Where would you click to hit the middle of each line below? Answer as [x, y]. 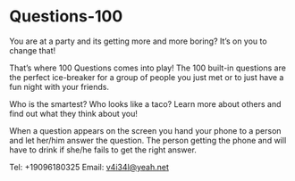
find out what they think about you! [74, 113]
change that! [33, 50]
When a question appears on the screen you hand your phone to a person [145, 130]
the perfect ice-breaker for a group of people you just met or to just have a [147, 77]
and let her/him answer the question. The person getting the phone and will [148, 140]
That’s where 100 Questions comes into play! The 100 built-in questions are [147, 68]
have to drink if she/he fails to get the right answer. [103, 150]
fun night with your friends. [59, 86]
